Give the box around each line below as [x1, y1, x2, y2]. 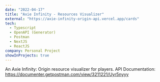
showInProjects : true [5, 53, 50, 58]
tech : [5, 21, 16, 26]
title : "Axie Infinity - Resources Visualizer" [5, 12, 105, 17]
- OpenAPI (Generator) [9, 30, 56, 35]
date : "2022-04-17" [5, 7, 45, 12]
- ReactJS [9, 44, 29, 49]
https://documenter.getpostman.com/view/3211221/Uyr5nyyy [5, 72, 129, 78]
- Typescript [9, 26, 36, 30]
